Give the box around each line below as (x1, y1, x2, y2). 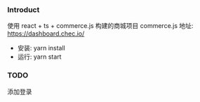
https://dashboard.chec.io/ (7, 29, 85, 38)
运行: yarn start (17, 52, 62, 61)
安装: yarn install (17, 44, 65, 52)
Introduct (7, 5, 40, 15)
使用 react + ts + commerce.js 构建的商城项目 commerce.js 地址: (7, 22, 194, 30)
